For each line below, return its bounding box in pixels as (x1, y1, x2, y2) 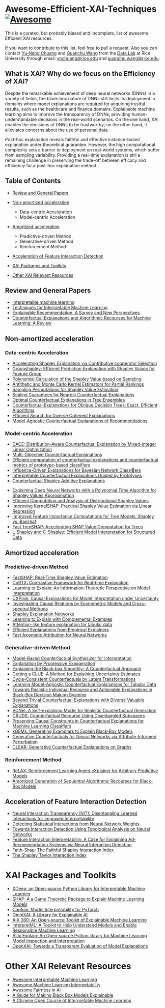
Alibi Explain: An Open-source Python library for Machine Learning (12, 933, 147, 939)
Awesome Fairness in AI (12, 987, 61, 993)
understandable (5, 116, 37, 122)
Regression (12, 508, 35, 514)
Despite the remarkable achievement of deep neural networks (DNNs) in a (5, 90, 155, 96)
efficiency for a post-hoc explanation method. (5, 162, 98, 168)
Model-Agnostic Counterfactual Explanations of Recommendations (12, 418, 148, 424)
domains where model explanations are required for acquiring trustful (5, 101, 146, 107)
